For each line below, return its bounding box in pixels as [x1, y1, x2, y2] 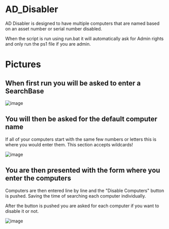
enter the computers [5, 174, 72, 183]
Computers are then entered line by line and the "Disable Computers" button [5, 187, 164, 194]
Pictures [5, 59, 41, 70]
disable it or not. [5, 208, 39, 214]
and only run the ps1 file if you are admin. [5, 41, 91, 47]
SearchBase [5, 87, 44, 95]
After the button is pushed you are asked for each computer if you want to [5, 203, 159, 209]
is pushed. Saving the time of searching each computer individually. [5, 193, 146, 199]
